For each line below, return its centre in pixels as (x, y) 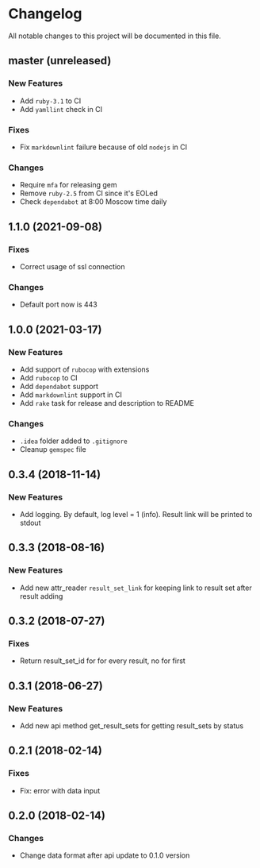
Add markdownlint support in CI (71, 395)
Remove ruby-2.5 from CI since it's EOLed (89, 193)
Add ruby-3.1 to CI (50, 101)
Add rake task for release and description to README (107, 403)
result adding (41, 596)
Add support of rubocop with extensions (84, 369)
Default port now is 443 (58, 305)
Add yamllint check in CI (61, 109)
